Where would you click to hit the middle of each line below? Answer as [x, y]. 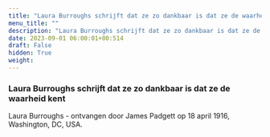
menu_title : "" [34, 23]
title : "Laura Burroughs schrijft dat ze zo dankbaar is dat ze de [124, 16]
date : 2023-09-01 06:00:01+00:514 [66, 38]
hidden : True [30, 53]
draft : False [30, 46]
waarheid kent [37, 99]
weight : [21, 61]
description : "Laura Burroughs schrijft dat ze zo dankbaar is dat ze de [135, 30]
